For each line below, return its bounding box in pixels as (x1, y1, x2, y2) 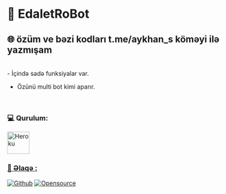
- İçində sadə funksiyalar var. (7, 70, 89, 77)
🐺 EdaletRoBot (7, 6, 90, 22)
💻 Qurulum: (7, 113, 49, 122)
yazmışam (7, 44, 53, 55)
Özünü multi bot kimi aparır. (16, 83, 95, 91)
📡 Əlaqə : (7, 163, 38, 173)
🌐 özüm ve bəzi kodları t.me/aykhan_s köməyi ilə (7, 33, 220, 45)
